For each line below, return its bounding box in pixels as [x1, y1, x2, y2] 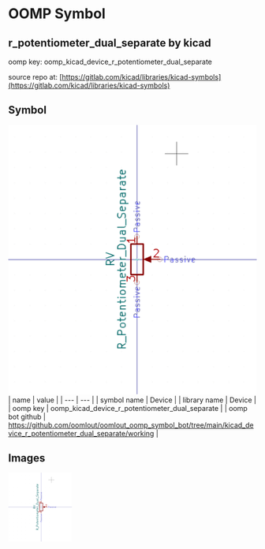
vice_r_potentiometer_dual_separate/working [8, 428, 155, 438]
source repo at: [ [8, 73, 62, 81]
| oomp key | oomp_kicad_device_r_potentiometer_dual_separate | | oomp [8, 403, 248, 413]
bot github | [8, 412, 46, 421]
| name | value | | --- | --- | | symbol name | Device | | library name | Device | [8, 395, 256, 405]
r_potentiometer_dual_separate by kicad [8, 36, 211, 50]
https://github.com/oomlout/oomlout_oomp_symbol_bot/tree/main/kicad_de [8, 420, 254, 430]
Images [8, 451, 46, 465]
